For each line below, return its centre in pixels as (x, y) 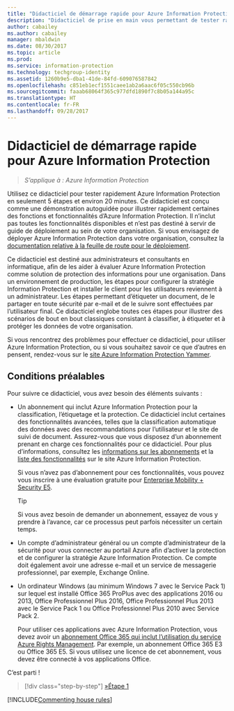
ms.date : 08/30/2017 (37, 46)
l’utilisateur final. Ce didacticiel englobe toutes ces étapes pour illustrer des (115, 311)
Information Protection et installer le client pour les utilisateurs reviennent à (115, 289)
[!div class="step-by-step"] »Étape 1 (76, 686)
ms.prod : (20, 59)
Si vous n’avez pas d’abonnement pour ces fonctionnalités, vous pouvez (121, 472)
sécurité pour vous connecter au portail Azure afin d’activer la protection (122, 550)
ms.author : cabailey (37, 33)
